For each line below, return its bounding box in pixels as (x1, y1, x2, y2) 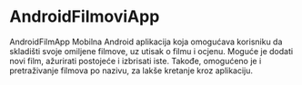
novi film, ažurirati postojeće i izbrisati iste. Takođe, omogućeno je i (9, 55, 262, 66)
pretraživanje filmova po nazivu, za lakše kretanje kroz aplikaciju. (9, 65, 253, 76)
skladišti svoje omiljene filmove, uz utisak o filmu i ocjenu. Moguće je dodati (9, 45, 294, 56)
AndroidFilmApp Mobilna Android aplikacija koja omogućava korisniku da (9, 36, 283, 47)
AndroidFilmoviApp (9, 6, 160, 27)
